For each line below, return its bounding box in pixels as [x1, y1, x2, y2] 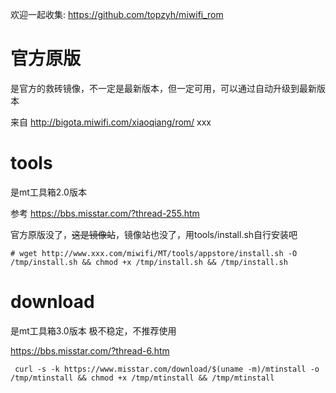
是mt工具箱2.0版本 [10, 186, 87, 198]
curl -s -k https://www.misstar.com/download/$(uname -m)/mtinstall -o [14, 364, 320, 374]
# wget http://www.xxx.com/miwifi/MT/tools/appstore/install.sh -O [10, 248, 298, 258]
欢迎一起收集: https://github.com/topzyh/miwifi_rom [10, 9, 224, 20]
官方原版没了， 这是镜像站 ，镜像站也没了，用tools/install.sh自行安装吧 [10, 228, 298, 240]
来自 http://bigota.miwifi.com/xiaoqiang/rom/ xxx [10, 116, 212, 128]
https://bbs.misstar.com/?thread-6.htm [10, 344, 170, 357]
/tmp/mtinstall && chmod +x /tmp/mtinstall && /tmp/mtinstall [10, 373, 275, 383]
